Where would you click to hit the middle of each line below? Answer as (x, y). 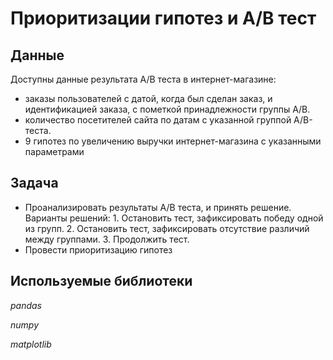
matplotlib (31, 344)
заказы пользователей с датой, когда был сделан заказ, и (148, 98)
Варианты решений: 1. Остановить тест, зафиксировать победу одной (174, 218)
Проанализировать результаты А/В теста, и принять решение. (158, 207)
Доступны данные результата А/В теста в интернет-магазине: (143, 79)
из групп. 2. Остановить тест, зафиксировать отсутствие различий (167, 228)
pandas (26, 305)
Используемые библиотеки (101, 281)
